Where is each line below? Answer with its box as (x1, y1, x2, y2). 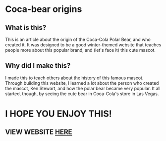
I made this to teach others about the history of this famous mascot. (5, 75, 144, 81)
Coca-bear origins (5, 3, 82, 15)
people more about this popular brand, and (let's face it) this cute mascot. (5, 47, 156, 53)
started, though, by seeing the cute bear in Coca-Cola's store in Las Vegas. (5, 91, 159, 97)
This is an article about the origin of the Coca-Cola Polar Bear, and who (5, 36, 151, 42)
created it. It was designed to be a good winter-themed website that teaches (5, 42, 162, 48)
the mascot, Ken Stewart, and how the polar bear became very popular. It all (5, 85, 161, 91)
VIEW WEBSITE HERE (5, 128, 72, 137)
